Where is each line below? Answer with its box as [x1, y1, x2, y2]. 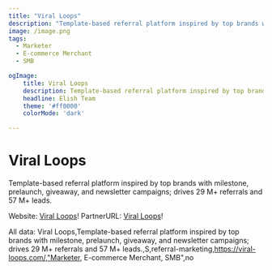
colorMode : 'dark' [23, 109, 85, 118]
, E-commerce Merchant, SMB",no [79, 253, 194, 263]
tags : [8, 34, 27, 43]
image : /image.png [8, 27, 70, 35]
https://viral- [214, 244, 257, 254]
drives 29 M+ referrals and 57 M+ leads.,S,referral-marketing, [8, 244, 215, 254]
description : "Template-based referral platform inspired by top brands [8, 19, 259, 28]
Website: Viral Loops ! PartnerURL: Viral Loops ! [8, 212, 164, 221]
